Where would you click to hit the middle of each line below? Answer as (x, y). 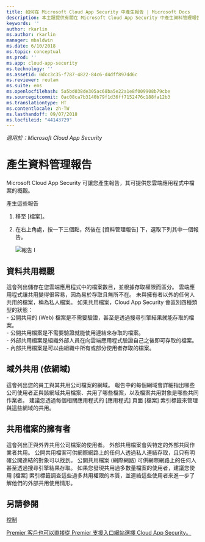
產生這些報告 (22, 204)
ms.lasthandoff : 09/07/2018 (42, 114)
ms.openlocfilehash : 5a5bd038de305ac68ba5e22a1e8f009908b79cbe (88, 92)
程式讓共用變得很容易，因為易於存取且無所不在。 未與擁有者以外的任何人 (103, 294)
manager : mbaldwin (30, 40)
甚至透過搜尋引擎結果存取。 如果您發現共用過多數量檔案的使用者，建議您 (98, 468)
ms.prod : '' (21, 57)
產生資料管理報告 (49, 165)
